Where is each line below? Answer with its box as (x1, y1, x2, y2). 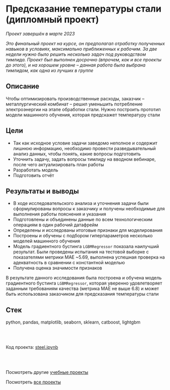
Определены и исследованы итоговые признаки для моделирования (13, 227, 163, 233)
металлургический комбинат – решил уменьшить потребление (6, 101, 143, 107)
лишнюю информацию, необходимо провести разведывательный (13, 145, 156, 151)
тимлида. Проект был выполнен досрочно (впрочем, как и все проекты (6, 56, 161, 62)
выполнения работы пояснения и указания (13, 211, 107, 217)
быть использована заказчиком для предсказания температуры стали (6, 291, 159, 297)
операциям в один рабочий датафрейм (13, 222, 98, 228)
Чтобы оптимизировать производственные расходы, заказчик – (6, 95, 145, 101)
